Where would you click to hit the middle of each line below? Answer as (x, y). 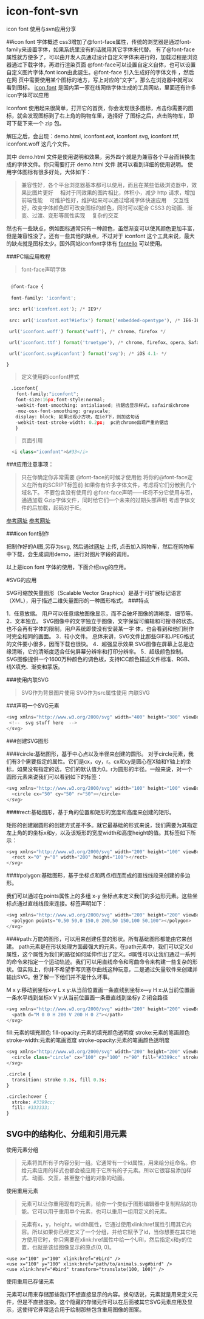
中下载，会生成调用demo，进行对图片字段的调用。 (69, 554)
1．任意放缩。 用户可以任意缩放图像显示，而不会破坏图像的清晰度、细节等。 (101, 614)
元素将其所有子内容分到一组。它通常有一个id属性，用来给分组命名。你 (108, 1162)
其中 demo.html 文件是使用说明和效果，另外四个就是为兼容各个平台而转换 (98, 157)
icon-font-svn (42, 11)
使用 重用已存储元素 (30, 1281)
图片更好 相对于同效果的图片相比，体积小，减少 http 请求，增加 (114, 192)
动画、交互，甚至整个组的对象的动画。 (80, 1178)
